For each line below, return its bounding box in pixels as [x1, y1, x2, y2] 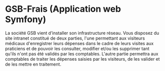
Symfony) [5, 14, 46, 25]
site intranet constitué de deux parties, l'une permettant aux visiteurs [5, 35, 145, 41]
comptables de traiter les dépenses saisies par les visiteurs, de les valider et [5, 56, 160, 62]
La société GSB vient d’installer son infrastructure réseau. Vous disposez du [5, 30, 159, 36]
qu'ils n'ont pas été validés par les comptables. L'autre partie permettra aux [5, 50, 159, 57]
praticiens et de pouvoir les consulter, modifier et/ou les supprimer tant [5, 46, 150, 51]
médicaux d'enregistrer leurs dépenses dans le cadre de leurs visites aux [5, 40, 154, 46]
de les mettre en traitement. [5, 61, 62, 67]
